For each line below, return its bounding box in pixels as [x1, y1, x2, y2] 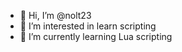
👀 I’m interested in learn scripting [19, 20, 157, 32]
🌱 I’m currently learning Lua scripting [19, 31, 173, 42]
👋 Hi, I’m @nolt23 [19, 10, 92, 21]
